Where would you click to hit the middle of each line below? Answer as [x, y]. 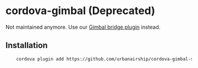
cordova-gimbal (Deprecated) [80, 11]
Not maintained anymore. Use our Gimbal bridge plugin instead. [83, 27]
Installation [27, 45]
